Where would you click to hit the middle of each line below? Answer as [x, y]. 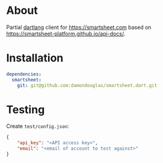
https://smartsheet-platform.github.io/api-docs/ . [66, 33]
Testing [26, 110]
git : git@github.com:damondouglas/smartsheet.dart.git [87, 85]
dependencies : [24, 74]
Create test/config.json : [38, 126]
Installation [35, 58]
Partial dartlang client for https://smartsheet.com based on [79, 27]
